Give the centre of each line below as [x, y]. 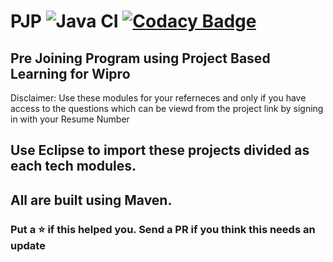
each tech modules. [73, 166]
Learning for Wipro [70, 73]
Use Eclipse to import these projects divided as [160, 150]
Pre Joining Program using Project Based [140, 58]
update [28, 245]
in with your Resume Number [70, 119]
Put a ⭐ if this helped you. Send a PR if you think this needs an [163, 229]
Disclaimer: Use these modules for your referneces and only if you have [158, 98]
